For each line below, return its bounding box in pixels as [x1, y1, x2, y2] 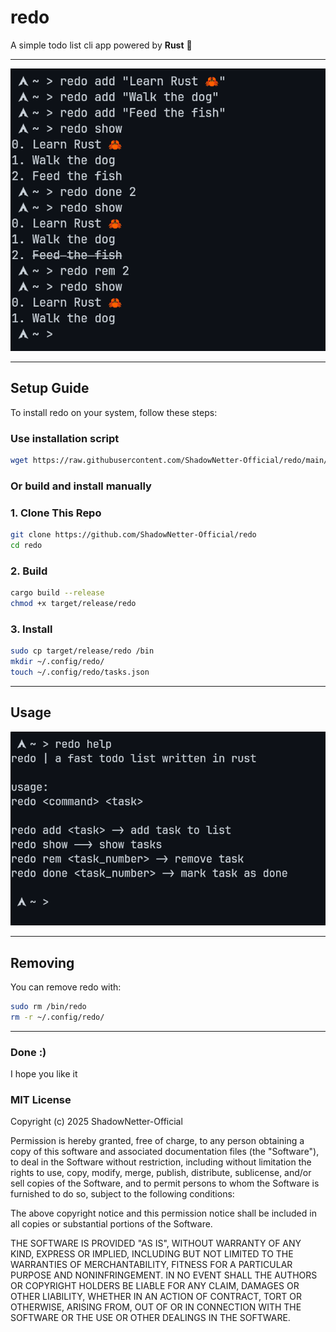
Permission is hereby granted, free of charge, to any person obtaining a [10, 1135, 305, 1147]
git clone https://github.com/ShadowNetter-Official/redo [10, 530, 257, 540]
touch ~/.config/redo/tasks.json [10, 667, 150, 677]
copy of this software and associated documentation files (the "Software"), [10, 1146, 320, 1158]
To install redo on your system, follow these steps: [10, 406, 218, 418]
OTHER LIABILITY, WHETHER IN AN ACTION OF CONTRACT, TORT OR [10, 1291, 302, 1303]
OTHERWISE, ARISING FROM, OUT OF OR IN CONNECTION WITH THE [10, 1301, 302, 1313]
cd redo [10, 540, 43, 550]
